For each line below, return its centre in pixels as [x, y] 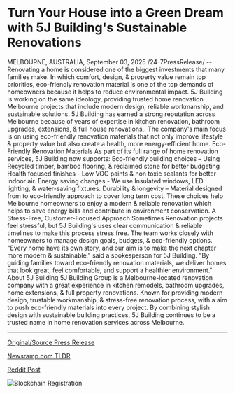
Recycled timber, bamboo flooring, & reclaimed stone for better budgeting [114, 166]
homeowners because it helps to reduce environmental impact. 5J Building [115, 92]
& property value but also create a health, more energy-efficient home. [109, 143]
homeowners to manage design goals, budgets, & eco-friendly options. [110, 240]
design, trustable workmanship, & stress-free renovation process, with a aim [117, 300]
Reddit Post [24, 370]
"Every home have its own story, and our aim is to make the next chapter [112, 248]
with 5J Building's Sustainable [97, 28]
